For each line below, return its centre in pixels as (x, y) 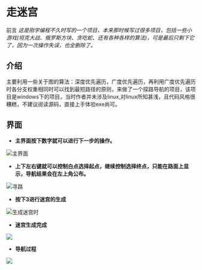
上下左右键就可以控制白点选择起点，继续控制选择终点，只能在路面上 (99, 166)
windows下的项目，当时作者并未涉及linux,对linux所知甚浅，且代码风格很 (106, 96)
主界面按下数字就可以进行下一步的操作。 (65, 140)
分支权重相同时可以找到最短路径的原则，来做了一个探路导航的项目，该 (103, 89)
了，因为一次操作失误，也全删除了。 (51, 45)
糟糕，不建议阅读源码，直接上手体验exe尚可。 (63, 104)
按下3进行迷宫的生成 (40, 199)
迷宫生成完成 (31, 225)
